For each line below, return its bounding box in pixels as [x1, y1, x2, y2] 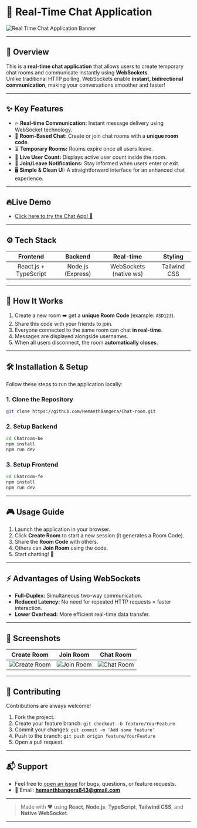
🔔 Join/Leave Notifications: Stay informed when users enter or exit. [14, 159, 180, 166]
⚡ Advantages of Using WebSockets [6, 574, 141, 584]
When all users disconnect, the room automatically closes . [14, 339, 158, 346]
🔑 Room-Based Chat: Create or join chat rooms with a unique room [14, 132, 179, 139]
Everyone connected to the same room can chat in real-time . [14, 326, 163, 333]
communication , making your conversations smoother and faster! [6, 81, 165, 88]
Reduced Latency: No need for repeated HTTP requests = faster [14, 598, 171, 605]
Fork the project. [14, 714, 55, 721]
